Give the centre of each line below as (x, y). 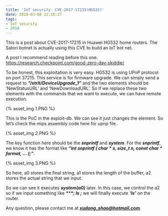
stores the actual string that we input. (44, 178)
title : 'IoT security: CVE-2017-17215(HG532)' (55, 10)
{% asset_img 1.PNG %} (30, 109)
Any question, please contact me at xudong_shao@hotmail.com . (73, 208)
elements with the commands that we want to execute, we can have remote (83, 94)
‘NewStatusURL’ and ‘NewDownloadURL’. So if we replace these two (76, 88)
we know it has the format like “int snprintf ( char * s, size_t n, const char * (84, 148)
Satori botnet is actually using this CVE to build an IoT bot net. (69, 48)
